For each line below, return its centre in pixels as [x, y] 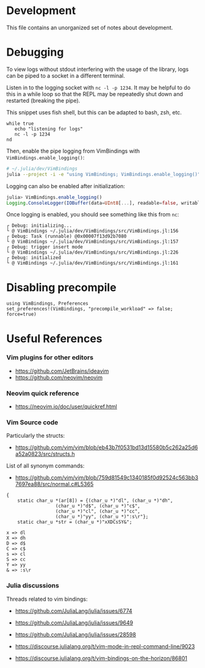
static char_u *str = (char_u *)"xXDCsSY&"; [75, 522]
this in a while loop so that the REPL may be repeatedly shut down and [95, 94]
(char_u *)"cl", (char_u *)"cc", [98, 512]
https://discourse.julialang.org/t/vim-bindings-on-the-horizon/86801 [101, 658]
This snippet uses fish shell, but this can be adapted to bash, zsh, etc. [94, 112]
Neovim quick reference [43, 393]
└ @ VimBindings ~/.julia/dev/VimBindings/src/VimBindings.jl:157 [92, 242]
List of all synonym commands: [45, 466]
